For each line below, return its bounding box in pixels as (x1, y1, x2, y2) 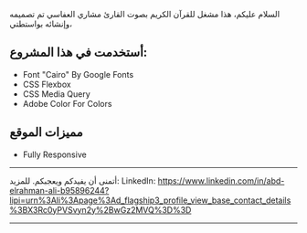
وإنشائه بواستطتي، (9, 18, 73, 29)
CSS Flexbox (22, 79, 71, 90)
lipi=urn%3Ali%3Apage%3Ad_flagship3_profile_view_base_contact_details (9, 195, 291, 206)
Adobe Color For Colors (22, 98, 112, 109)
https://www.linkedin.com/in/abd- (157, 175, 285, 186)
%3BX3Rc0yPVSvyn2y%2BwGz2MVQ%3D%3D (9, 204, 192, 215)
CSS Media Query (22, 88, 90, 100)
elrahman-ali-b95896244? (9, 185, 110, 196)
